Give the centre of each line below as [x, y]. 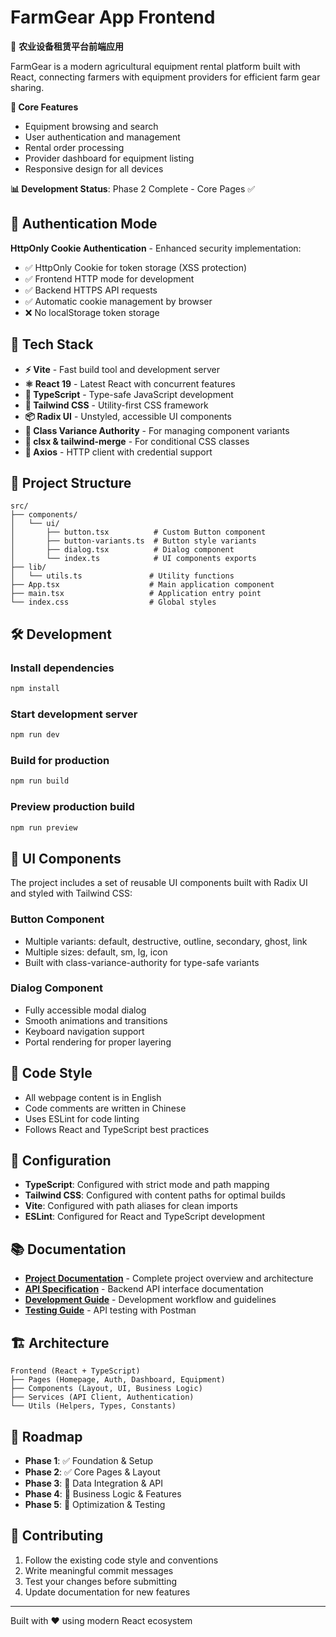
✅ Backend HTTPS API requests [91, 290]
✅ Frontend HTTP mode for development [109, 278]
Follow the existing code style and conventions [121, 1560]
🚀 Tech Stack [52, 344]
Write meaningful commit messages [99, 1570]
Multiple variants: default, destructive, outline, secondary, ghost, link [166, 941]
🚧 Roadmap [46, 1436]
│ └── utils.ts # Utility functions [122, 576]
